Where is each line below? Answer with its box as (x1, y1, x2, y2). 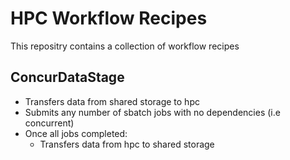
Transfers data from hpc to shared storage (39, 138, 215, 150)
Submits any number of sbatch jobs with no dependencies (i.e (24, 106, 281, 118)
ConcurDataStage (10, 69, 125, 86)
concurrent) (24, 117, 75, 129)
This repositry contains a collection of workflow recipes (10, 40, 240, 52)
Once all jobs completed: (24, 127, 128, 139)
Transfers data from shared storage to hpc (24, 95, 200, 107)
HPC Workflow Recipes (10, 7, 208, 30)
